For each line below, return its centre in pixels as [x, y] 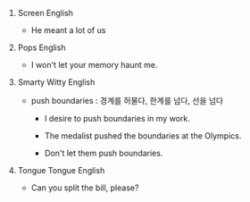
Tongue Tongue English [61, 170]
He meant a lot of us [68, 30]
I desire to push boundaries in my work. [117, 118]
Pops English [42, 47]
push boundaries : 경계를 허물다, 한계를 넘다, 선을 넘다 [127, 101]
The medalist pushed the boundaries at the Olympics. [143, 136]
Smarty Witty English [56, 82]
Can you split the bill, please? [85, 188]
